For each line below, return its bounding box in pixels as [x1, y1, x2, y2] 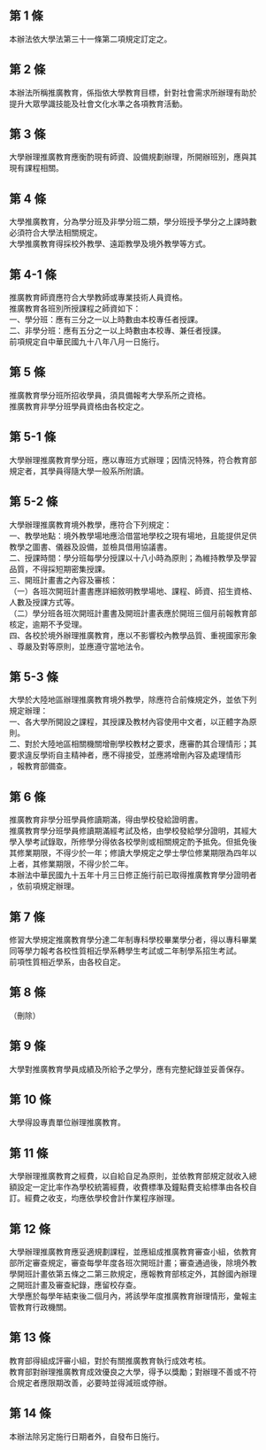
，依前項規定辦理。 [9, 881, 80, 891]
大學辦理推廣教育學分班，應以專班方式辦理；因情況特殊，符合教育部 [9, 454, 257, 465]
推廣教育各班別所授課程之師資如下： [9, 304, 141, 314]
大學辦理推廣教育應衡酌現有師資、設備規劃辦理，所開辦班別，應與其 [9, 151, 257, 162]
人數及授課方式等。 [9, 597, 80, 607]
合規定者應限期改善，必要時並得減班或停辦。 [9, 1377, 172, 1388]
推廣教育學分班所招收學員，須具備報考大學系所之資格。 [9, 389, 210, 400]
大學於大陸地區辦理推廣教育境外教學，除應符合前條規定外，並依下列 [9, 694, 257, 706]
